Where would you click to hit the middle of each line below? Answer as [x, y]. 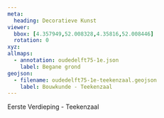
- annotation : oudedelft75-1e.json [66, 60]
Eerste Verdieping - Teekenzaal [53, 107]
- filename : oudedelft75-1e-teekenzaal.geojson [86, 80]
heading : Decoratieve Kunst [55, 21]
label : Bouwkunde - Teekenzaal [66, 87]
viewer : [19, 27]
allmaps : [20, 54]
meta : [15, 14]
